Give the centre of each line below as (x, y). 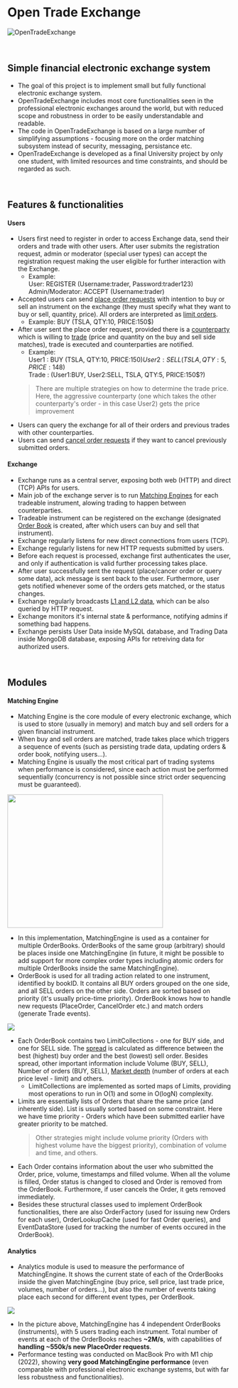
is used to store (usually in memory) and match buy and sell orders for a (123, 724)
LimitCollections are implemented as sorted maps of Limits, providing (129, 1086)
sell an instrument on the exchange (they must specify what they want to (124, 307)
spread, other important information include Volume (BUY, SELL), (113, 1063)
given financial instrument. (56, 732)
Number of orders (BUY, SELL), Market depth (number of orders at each (123, 1071)
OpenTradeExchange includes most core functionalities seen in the (115, 100)
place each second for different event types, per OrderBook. (106, 1297)
